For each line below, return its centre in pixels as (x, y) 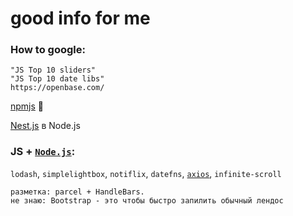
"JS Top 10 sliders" (53, 70)
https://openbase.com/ (57, 88)
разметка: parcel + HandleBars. (77, 192)
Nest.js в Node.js (45, 126)
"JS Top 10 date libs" (57, 79)
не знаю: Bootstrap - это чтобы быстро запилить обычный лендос (147, 200)
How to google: (48, 50)
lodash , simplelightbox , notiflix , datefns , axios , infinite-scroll (146, 173)
